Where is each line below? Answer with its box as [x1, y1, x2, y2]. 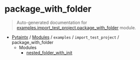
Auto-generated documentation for [16, 20, 87, 25]
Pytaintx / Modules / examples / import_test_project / [11, 34, 120, 40]
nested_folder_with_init [26, 50, 73, 56]
